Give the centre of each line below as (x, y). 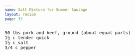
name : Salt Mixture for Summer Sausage (46, 10)
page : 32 (14, 19)
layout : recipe (20, 14)
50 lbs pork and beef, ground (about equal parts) (68, 33)
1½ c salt (16, 43)
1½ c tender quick (27, 38)
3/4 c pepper (21, 48)
